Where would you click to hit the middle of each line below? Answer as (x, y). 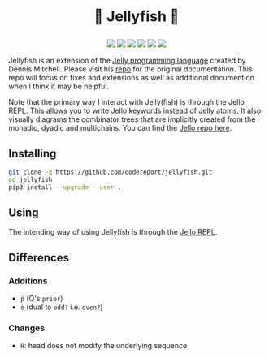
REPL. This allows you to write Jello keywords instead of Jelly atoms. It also (135, 111)
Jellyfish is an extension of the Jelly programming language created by (127, 61)
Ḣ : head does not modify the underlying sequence (104, 346)
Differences (39, 258)
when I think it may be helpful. (59, 86)
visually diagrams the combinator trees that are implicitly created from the (132, 119)
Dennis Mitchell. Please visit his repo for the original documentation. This (130, 69)
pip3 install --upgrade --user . (65, 187)
